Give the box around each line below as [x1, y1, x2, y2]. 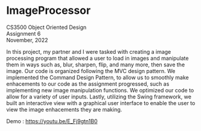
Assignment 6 [6, 30, 41, 37]
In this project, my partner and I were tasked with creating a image [6, 48, 171, 55]
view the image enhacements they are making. [6, 106, 123, 113]
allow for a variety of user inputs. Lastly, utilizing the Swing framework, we [6, 93, 192, 100]
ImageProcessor [6, 4, 91, 18]
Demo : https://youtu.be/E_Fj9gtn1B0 [6, 117, 98, 124]
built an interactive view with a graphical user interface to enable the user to [6, 99, 196, 106]
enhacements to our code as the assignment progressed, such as [6, 80, 170, 88]
